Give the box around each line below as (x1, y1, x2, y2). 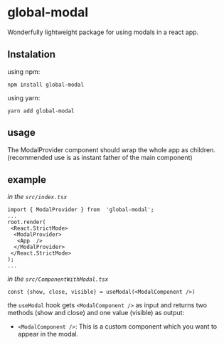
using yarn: (7, 93, 41, 102)
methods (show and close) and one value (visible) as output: (7, 309, 185, 317)
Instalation (7, 48, 55, 60)
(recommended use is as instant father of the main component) (7, 153, 193, 161)
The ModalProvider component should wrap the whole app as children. (7, 145, 215, 154)
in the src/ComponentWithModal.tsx (7, 275, 109, 283)
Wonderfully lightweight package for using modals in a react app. (7, 28, 199, 36)
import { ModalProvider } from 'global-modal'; (7, 206, 154, 213)
